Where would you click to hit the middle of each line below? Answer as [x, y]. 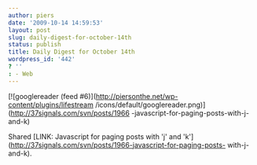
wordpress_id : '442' [42, 60]
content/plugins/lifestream [51, 104]
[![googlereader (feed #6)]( [52, 96]
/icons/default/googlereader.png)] [151, 104]
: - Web [21, 74]
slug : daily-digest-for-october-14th [70, 37]
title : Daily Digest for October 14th [72, 52]
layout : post [29, 30]
